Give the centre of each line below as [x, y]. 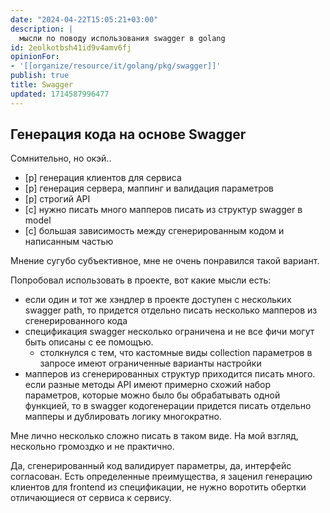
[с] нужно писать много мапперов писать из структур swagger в [163, 210]
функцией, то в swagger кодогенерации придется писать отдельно [168, 406]
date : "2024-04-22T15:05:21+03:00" [84, 19]
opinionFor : [35, 57]
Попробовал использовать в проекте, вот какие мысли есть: [141, 280]
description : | [42, 29]
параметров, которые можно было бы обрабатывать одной [152, 395]
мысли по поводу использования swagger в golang [122, 38]
